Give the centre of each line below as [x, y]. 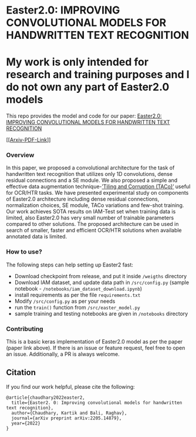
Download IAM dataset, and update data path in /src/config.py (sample [102, 282]
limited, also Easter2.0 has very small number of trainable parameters [90, 218]
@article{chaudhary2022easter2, [45, 398]
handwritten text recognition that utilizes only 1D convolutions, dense [89, 174]
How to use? [24, 252]
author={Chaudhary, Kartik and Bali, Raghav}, [69, 413]
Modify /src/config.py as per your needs [65, 301]
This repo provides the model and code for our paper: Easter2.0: [84, 116]
